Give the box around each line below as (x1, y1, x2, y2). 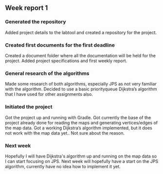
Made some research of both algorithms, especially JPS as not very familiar (5, 81, 157, 87)
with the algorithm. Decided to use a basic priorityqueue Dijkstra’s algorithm (5, 86, 157, 92)
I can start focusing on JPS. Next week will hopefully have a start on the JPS (5, 158, 159, 164)
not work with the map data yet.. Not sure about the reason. (5, 130, 125, 136)
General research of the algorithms (5, 70, 90, 77)
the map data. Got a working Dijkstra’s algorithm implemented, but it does (5, 125, 152, 131)
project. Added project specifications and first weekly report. (5, 58, 127, 64)
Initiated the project (5, 104, 53, 110)
